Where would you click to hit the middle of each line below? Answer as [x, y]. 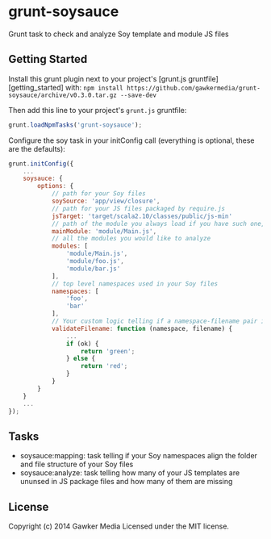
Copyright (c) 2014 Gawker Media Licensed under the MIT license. [119, 526]
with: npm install [94, 87]
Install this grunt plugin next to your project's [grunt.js [98, 78]
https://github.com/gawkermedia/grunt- [193, 88]
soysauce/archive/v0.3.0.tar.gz [63, 95]
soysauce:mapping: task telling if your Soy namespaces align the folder [139, 456]
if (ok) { [82, 344]
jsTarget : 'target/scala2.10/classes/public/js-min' [142, 216]
